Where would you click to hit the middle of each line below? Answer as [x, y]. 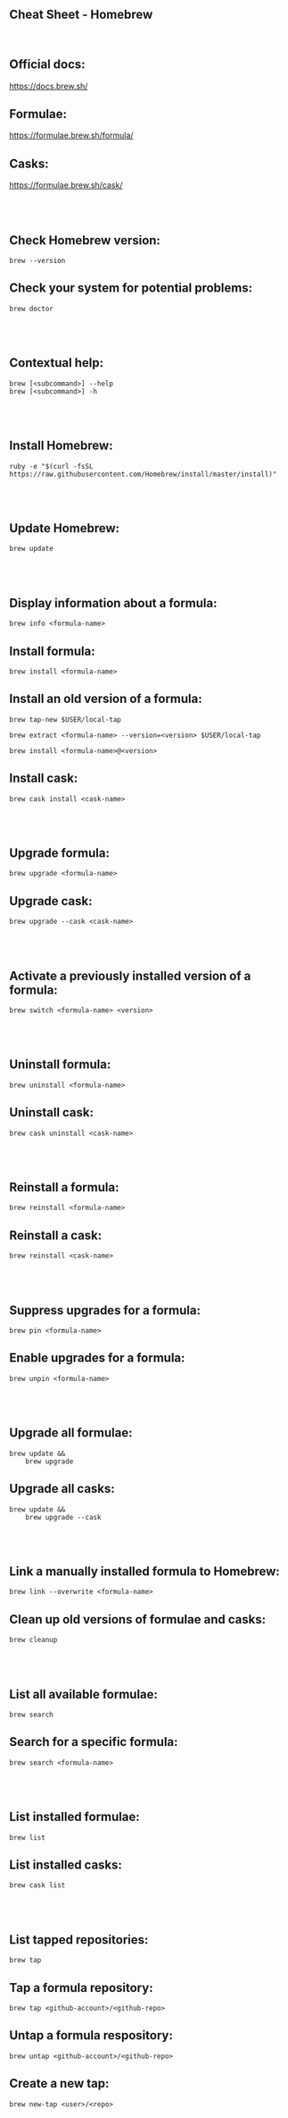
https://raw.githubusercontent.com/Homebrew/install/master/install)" [143, 474]
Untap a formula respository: [91, 2035]
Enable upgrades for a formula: [97, 1358]
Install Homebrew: [61, 446]
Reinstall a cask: [56, 1235]
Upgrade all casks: [62, 1489]
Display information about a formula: [113, 603]
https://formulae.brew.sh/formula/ [71, 136]
